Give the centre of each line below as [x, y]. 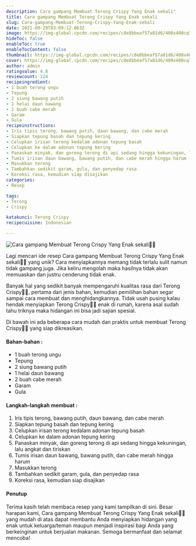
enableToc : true [26, 44]
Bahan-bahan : [24, 341]
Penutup [17, 494]
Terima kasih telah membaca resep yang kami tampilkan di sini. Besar [90, 507]
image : [14, 33]
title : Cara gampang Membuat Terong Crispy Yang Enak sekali [82, 17]
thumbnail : [19, 55]
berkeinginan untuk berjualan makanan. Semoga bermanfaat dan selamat [94, 531]
